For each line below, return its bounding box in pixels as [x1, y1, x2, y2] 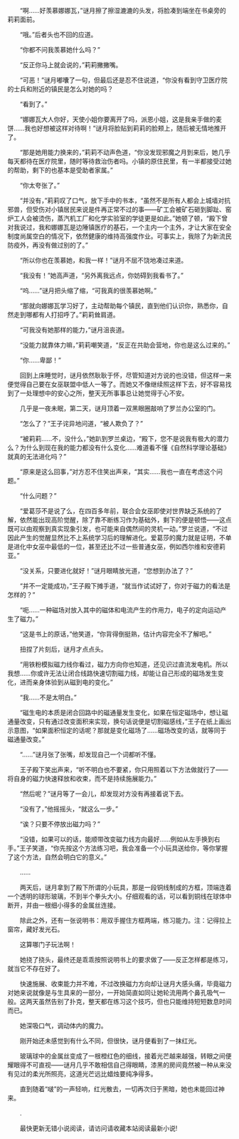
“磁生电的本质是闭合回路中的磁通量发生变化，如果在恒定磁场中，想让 [19, 709, 223, 717]
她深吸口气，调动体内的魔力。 [19, 1021, 107, 1030]
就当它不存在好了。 [7, 964, 64, 973]
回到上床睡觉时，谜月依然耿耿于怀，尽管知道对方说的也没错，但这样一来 [19, 371, 232, 380]
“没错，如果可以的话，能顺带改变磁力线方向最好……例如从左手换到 [19, 835, 215, 844]
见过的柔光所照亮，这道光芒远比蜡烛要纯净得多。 [13, 1070, 157, 1078]
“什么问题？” [19, 492, 57, 500]
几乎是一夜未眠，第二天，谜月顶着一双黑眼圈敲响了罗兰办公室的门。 [19, 404, 219, 412]
